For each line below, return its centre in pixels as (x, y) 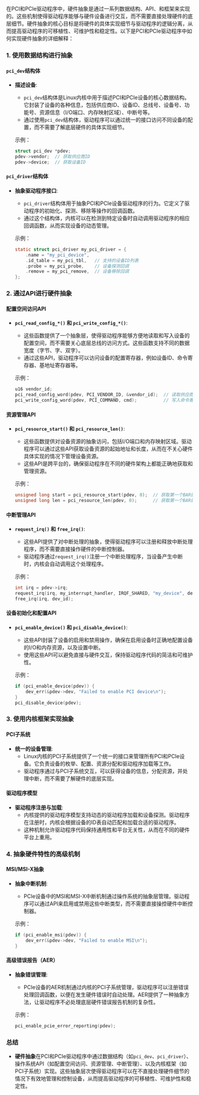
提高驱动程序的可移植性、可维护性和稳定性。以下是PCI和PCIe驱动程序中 (99, 31)
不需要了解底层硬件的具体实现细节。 (84, 127)
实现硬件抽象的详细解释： (42, 38)
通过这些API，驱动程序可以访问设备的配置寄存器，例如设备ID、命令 (105, 358)
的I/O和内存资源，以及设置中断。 (64, 647)
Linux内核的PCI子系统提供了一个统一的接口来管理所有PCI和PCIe (102, 756)
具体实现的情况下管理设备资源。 (62, 456)
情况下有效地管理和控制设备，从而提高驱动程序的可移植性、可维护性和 (100, 1078)
